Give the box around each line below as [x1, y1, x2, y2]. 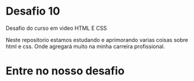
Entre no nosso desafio [5, 64, 125, 78]
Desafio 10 [5, 4, 60, 18]
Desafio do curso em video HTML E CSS [5, 24, 107, 32]
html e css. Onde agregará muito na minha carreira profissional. [5, 43, 165, 50]
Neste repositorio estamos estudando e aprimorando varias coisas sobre [5, 36, 189, 43]
